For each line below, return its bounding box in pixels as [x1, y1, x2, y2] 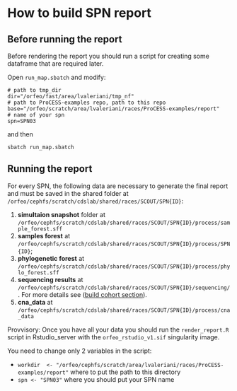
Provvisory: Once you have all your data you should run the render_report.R [7, 325, 229, 334]
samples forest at [17, 231, 71, 240]
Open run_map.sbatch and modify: [7, 73, 106, 81]
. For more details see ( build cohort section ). [17, 290, 147, 298]
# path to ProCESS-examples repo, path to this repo [7, 99, 166, 106]
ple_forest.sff [17, 225, 63, 233]
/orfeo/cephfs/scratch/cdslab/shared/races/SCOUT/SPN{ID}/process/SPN [17, 240, 231, 247]
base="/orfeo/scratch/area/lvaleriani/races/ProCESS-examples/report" [7, 105, 220, 112]
